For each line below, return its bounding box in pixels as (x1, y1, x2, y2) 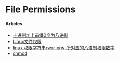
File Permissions (5, 4, 76, 15)
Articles (5, 20, 23, 26)
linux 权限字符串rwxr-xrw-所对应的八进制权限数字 (12, 45, 115, 51)
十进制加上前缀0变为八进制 (12, 32, 69, 38)
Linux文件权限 (12, 39, 42, 45)
